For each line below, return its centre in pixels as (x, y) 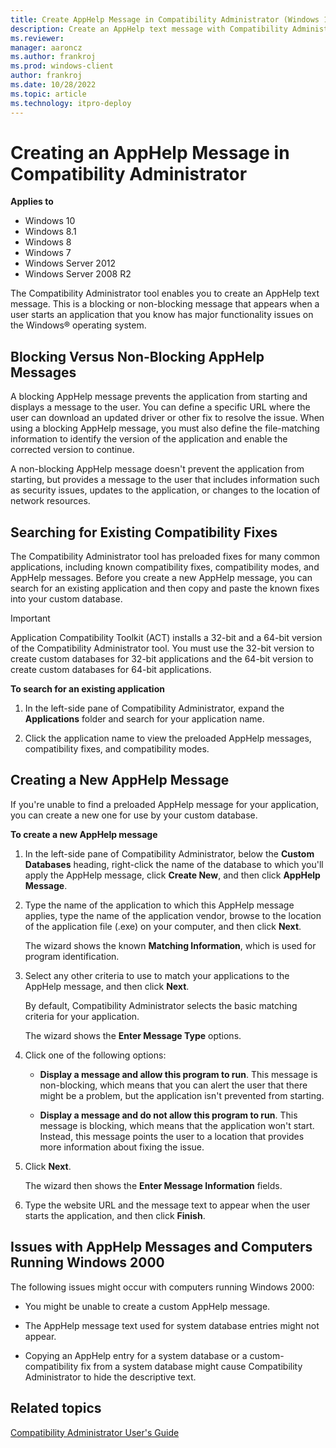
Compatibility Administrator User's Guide (95, 1432)
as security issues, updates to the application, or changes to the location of (165, 490)
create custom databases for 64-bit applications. (111, 670)
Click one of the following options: (95, 1055)
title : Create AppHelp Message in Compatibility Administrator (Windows (165, 19)
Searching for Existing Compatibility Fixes (144, 532)
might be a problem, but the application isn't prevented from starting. (182, 1095)
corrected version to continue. (72, 450)
